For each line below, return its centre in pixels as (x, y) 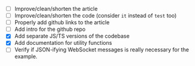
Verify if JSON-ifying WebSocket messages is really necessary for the (102, 50)
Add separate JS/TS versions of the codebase (72, 36)
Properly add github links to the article (62, 22)
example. (26, 56)
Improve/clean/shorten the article (56, 9)
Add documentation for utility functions (63, 43)
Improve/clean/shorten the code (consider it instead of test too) (95, 16)
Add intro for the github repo (50, 29)
